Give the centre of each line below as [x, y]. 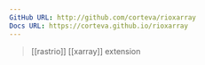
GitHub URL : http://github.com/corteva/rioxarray [103, 17]
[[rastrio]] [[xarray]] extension [86, 51]
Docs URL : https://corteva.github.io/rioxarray [99, 26]
